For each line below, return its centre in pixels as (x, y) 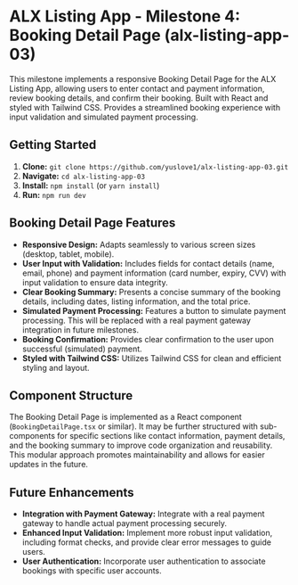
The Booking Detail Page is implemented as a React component (125, 417)
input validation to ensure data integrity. (95, 282)
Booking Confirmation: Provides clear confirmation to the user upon (148, 339)
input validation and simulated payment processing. (104, 117)
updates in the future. (49, 465)
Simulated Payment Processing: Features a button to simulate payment (154, 310)
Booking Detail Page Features (93, 223)
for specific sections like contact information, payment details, (171, 436)
